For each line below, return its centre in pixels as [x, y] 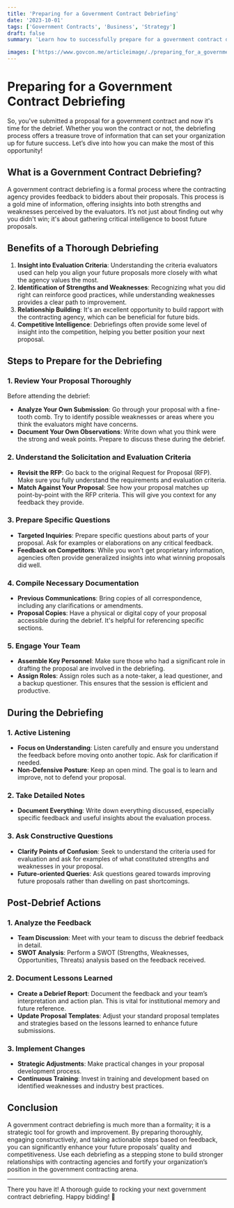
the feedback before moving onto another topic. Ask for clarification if [117, 755]
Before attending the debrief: [49, 396]
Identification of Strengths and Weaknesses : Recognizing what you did [121, 287]
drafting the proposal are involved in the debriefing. [91, 669]
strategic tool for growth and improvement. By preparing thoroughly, [105, 1132]
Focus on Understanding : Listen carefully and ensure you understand [118, 748]
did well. [29, 565]
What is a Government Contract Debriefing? [104, 173]
